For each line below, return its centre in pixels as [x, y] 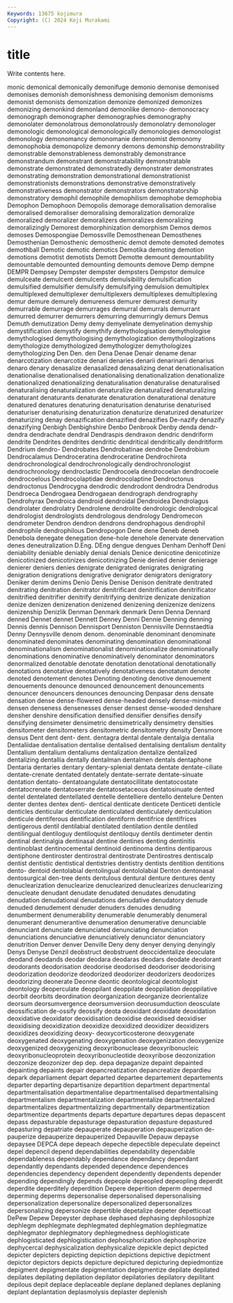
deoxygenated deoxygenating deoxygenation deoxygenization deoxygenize [116, 1041]
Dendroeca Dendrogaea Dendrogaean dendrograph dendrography [103, 494]
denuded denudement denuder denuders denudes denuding [94, 908]
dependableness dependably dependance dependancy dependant [103, 1159]
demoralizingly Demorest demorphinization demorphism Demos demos [110, 227]
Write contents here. [37, 74]
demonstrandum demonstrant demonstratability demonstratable [99, 161]
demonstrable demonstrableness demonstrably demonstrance [97, 154]
